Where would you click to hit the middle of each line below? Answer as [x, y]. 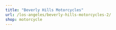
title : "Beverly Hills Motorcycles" [44, 10]
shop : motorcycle [24, 19]
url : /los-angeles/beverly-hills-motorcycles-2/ [58, 15]
